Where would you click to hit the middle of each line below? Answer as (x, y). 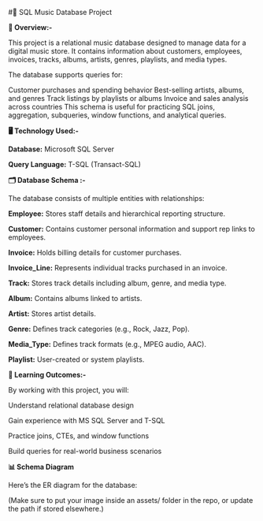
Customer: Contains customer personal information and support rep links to (132, 229)
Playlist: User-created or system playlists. (76, 359)
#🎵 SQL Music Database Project (60, 12)
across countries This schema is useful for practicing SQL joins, (111, 107)
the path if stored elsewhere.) (56, 509)
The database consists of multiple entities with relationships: (106, 198)
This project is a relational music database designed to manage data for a (127, 43)
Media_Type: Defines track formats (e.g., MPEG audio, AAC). (107, 344)
